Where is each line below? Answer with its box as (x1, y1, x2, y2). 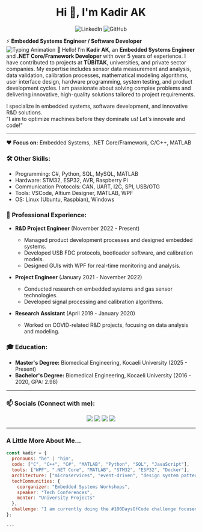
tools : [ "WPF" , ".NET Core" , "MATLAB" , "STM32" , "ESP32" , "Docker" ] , (11, 467, 190, 473)
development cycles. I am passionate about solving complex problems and (6, 84, 191, 91)
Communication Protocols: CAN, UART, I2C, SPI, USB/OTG (14, 183, 161, 190)
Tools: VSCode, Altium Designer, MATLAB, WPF (14, 190, 133, 197)
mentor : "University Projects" (17, 495, 96, 501)
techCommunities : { (11, 478, 61, 484)
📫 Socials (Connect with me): (6, 399, 95, 407)
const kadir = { (6, 450, 47, 456)
